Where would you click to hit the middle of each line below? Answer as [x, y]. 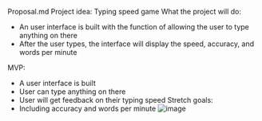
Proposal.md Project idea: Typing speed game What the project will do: [124, 12]
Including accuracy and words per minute [87, 108]
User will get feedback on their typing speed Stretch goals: [116, 100]
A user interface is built [58, 83]
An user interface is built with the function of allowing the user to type [134, 27]
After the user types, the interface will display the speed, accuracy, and [137, 44]
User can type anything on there [72, 92]
